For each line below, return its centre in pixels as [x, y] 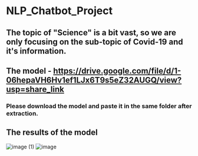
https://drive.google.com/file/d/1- [117, 71]
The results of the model [52, 133]
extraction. [22, 113]
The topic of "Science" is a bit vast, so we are [91, 33]
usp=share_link [35, 89]
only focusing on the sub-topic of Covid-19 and [95, 42]
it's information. [36, 51]
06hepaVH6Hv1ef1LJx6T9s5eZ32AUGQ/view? [94, 80]
